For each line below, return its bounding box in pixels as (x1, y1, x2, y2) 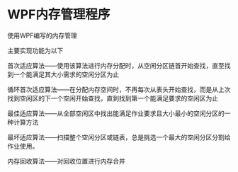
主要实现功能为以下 (7, 46, 64, 55)
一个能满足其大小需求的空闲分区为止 (13, 70, 119, 79)
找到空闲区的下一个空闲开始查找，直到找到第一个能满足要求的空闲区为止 (7, 93, 218, 103)
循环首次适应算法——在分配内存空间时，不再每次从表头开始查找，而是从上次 (7, 85, 231, 93)
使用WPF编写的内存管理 (7, 31, 78, 40)
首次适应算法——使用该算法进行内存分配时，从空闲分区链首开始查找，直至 (7, 61, 225, 69)
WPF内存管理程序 (7, 6, 110, 23)
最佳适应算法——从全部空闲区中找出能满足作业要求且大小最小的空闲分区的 (7, 109, 225, 117)
